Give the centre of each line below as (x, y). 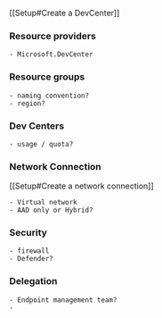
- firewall (29, 251)
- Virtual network (43, 203)
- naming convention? (49, 96)
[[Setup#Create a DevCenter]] (65, 13)
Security (28, 233)
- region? (28, 103)
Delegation (33, 281)
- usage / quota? (41, 144)
